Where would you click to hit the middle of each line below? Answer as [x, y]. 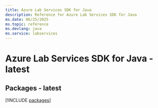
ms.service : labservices [31, 33]
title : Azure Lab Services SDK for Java [49, 10]
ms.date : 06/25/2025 [27, 19]
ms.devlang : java [24, 29]
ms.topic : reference [27, 24]
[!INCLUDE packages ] [28, 100]
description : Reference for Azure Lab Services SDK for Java [71, 15]
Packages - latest [33, 88]
